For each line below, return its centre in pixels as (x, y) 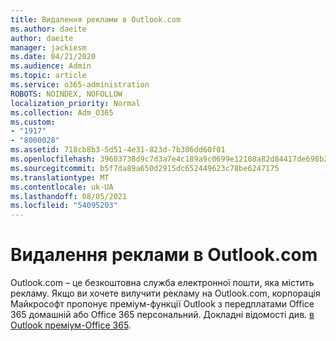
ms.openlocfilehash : (53, 159)
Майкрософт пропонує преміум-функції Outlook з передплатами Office (162, 304)
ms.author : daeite (48, 29)
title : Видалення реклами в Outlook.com (96, 19)
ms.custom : (33, 122)
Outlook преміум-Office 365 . (71, 325)
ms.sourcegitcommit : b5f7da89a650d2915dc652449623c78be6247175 (145, 168)
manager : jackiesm (48, 47)
